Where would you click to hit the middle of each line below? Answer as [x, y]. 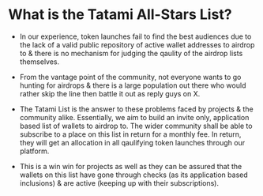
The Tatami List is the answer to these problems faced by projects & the [137, 109]
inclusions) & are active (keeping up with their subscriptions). [119, 183]
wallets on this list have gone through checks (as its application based [134, 175]
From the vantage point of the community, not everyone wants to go [130, 77]
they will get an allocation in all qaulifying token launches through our [132, 142]
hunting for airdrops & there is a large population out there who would [133, 85]
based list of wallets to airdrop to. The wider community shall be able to [136, 126]
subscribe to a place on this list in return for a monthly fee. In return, [130, 134]
